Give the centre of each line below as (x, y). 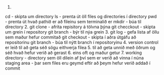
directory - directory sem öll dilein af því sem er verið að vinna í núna (74, 58)
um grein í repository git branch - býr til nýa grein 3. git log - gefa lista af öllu (82, 32)
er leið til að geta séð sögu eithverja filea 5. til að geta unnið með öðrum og (80, 47)
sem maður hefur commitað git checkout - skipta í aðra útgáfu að (70, 37)
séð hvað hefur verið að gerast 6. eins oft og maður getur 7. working (73, 53)
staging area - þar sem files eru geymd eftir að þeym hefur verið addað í (78, 63)
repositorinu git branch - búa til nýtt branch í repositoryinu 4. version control (82, 42)
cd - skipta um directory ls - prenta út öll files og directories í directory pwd (81, 16)
